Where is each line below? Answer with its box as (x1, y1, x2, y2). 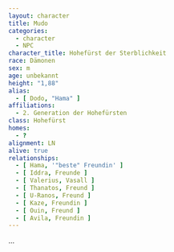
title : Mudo (8, 19, 48, 27)
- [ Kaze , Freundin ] (15, 199, 88, 207)
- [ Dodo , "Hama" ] (15, 94, 81, 102)
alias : (8, 86, 30, 95)
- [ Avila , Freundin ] (15, 214, 91, 222)
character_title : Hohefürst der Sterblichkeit (8, 49, 167, 57)
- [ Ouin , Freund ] (15, 206, 81, 214)
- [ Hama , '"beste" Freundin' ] (15, 162, 124, 170)
